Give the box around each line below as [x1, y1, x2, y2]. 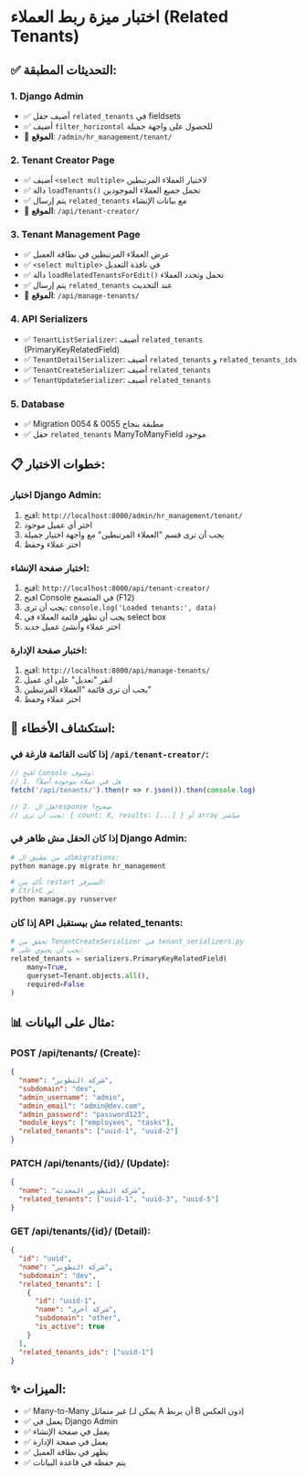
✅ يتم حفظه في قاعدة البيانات [23, 1457, 127, 1468]
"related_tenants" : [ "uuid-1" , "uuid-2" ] [18, 1127, 179, 1136]
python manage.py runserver [10, 895, 118, 904]
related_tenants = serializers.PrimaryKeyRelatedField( [10, 954, 227, 963]
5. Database [10, 398, 65, 410]
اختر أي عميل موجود [23, 519, 93, 530]
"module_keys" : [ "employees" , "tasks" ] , [18, 1118, 174, 1128]
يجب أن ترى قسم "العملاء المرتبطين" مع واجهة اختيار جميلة [23, 528, 225, 540]
